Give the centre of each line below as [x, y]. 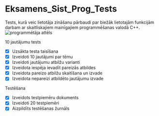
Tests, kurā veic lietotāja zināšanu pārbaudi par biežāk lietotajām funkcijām [80, 22]
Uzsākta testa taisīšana [35, 51]
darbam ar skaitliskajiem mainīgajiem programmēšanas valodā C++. [72, 27]
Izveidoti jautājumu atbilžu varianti [46, 62]
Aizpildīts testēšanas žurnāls [41, 109]
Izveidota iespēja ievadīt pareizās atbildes [54, 68]
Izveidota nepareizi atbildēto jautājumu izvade [58, 79]
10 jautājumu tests [23, 42]
